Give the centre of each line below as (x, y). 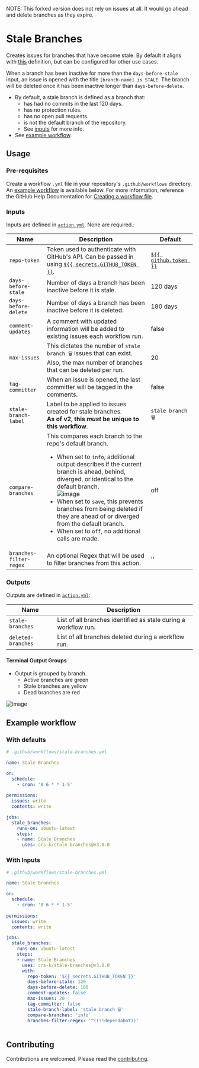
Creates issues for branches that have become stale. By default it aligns (94, 55)
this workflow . (67, 426)
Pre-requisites (27, 170)
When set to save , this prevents (100, 501)
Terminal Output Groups (36, 660)
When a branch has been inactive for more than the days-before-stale (92, 73)
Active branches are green (56, 680)
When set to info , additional (96, 457)
